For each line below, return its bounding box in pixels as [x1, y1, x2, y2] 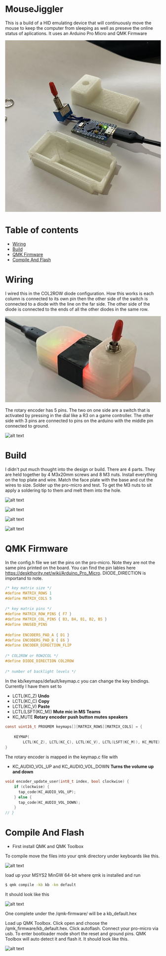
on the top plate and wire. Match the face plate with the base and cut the [5, 477, 153, 482]
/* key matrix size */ [5, 585, 52, 590]
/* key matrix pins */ [5, 606, 52, 611]
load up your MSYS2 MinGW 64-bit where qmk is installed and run [5, 872, 141, 878]
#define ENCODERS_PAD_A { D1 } [5, 633, 70, 637]
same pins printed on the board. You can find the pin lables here [5, 565, 136, 571]
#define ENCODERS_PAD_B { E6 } [5, 637, 70, 642]
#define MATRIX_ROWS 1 [5, 590, 52, 595]
